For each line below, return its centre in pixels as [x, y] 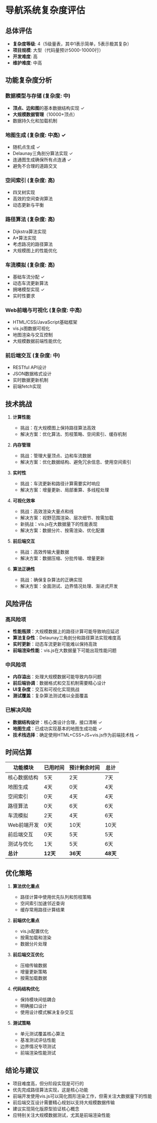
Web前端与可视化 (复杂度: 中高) [44, 310]
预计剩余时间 [85, 768]
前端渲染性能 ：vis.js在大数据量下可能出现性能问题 [65, 650]
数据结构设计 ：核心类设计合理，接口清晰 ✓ [57, 722]
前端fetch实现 [27, 386]
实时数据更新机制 [30, 380]
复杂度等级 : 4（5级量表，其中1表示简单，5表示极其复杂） [72, 44]
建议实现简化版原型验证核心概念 [46, 1109]
